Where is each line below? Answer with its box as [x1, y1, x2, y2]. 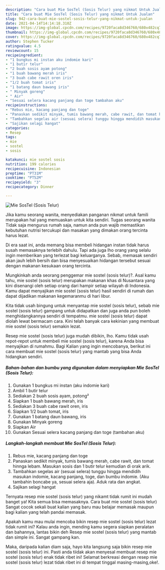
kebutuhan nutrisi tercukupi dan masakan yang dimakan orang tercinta [5, 227, 148, 233]
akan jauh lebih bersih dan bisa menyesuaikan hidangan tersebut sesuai [5, 258, 151, 263]
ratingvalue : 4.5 [5, 44, 41, 48]
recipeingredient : [5, 52, 43, 58]
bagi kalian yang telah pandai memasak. [5, 509, 87, 515]
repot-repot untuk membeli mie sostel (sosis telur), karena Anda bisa [5, 338, 144, 344]
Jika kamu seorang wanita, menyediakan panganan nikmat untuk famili [5, 212, 148, 217]
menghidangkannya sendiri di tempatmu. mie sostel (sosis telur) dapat [5, 313, 147, 319]
